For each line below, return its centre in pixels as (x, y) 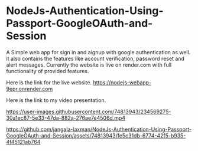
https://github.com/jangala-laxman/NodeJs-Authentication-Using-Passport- (99, 129)
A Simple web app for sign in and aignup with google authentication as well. (98, 52)
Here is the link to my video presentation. (56, 100)
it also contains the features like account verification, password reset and (95, 58)
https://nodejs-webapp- (122, 82)
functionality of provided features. (48, 71)
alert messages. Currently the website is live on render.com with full (89, 65)
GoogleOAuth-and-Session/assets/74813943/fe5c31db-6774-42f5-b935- (96, 135)
